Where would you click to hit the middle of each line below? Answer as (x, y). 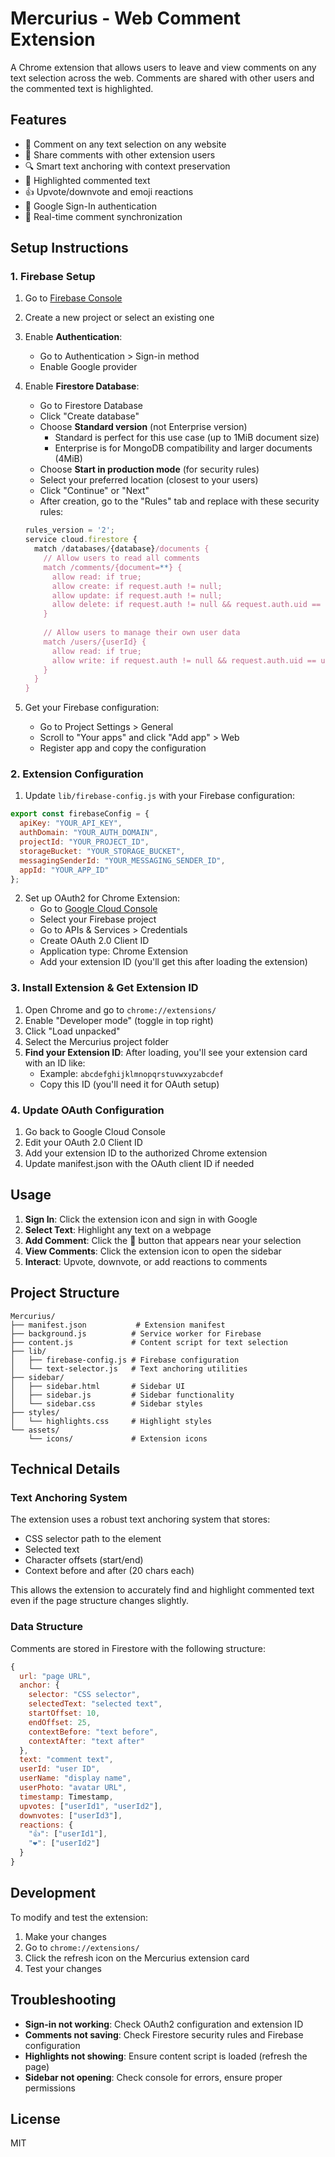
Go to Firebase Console (73, 298)
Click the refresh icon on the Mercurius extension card (137, 1958)
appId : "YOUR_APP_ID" (64, 870)
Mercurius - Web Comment (125, 18)
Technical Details (65, 1469)
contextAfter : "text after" (86, 1741)
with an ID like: (55, 1063)
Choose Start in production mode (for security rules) (149, 469)
